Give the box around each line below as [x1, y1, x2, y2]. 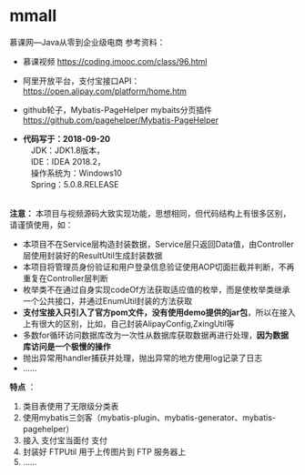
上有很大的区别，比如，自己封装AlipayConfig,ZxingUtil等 [22, 318, 235, 328]
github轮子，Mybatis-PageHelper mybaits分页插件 [22, 104, 212, 115]
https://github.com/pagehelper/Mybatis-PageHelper [22, 115, 219, 126]
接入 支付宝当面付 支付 [22, 434, 107, 446]
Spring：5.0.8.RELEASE [30, 178, 120, 189]
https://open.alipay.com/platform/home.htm [22, 86, 188, 96]
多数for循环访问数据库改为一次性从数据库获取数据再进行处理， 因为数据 [22, 329, 290, 340]
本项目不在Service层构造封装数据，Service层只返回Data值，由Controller [22, 238, 294, 249]
